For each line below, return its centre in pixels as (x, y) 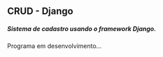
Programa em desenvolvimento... (54, 46)
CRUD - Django (40, 11)
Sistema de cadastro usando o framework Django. (82, 28)
